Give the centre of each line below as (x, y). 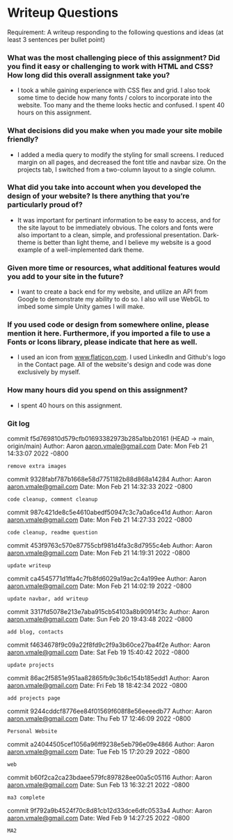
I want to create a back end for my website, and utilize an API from (113, 292)
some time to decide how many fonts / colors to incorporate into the (115, 98)
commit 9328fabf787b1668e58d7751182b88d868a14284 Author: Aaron (109, 479)
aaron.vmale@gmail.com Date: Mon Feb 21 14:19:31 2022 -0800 (99, 553)
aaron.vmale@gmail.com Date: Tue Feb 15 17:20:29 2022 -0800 (98, 752)
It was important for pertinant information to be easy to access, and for (119, 220)
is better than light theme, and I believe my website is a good (124, 242)
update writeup (29, 566)
